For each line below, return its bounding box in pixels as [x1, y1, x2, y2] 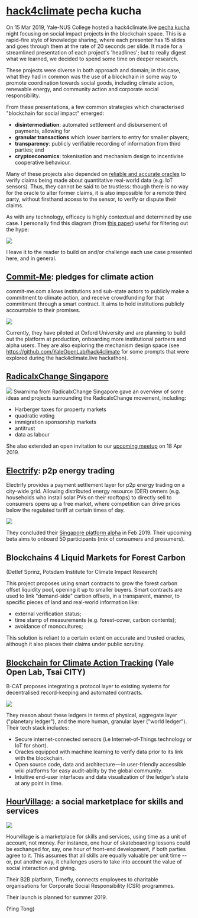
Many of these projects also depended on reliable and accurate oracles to [6, 170, 186, 177]
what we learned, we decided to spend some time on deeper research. [6, 55, 178, 62]
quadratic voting [14, 412, 55, 419]
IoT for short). [14, 742, 48, 749]
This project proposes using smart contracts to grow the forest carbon [6, 580, 178, 587]
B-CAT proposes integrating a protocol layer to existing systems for [6, 683, 170, 689]
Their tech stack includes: [6, 724, 69, 731]
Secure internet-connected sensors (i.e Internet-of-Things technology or [14, 736, 192, 743]
